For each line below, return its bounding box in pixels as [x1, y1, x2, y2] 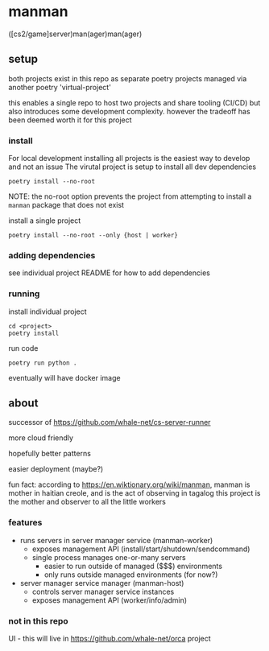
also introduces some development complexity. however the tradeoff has [8, 106, 251, 116]
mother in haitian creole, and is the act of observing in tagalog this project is [8, 488, 261, 498]
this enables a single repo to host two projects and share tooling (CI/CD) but [8, 97, 261, 107]
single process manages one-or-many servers [31, 552, 187, 562]
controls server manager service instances [31, 587, 175, 596]
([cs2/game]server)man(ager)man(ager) [8, 29, 143, 39]
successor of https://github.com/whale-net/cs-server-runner [8, 418, 211, 427]
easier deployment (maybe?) [8, 464, 104, 474]
